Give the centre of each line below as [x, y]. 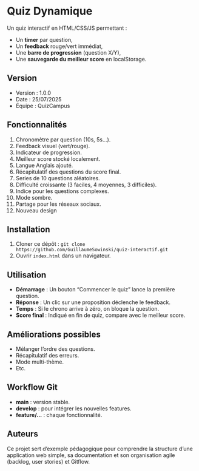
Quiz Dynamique [50, 11]
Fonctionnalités [37, 125]
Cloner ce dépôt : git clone [50, 244]
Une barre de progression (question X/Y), [68, 52]
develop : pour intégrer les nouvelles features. [74, 408]
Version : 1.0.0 [33, 93]
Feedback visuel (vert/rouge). [53, 146]
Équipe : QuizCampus [43, 106]
